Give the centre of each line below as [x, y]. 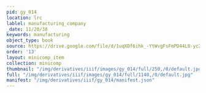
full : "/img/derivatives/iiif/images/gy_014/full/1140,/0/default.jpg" [100, 75]
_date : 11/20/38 [27, 29]
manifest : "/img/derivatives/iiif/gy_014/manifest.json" [81, 80]
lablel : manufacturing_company [46, 23]
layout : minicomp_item [35, 58]
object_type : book [30, 40]
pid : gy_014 [21, 12]
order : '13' [21, 52]
